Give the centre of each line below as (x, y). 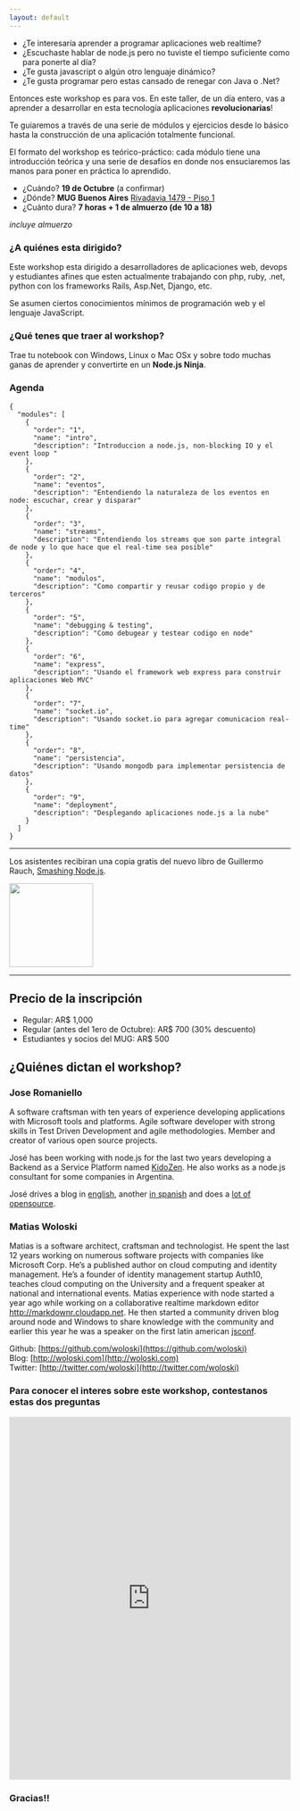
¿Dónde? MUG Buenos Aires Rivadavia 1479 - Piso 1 (118, 197)
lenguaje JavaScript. (47, 313)
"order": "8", (59, 750)
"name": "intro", (65, 438)
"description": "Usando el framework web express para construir (157, 672)
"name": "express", (69, 664)
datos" (21, 773)
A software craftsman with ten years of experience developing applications (147, 1112)
